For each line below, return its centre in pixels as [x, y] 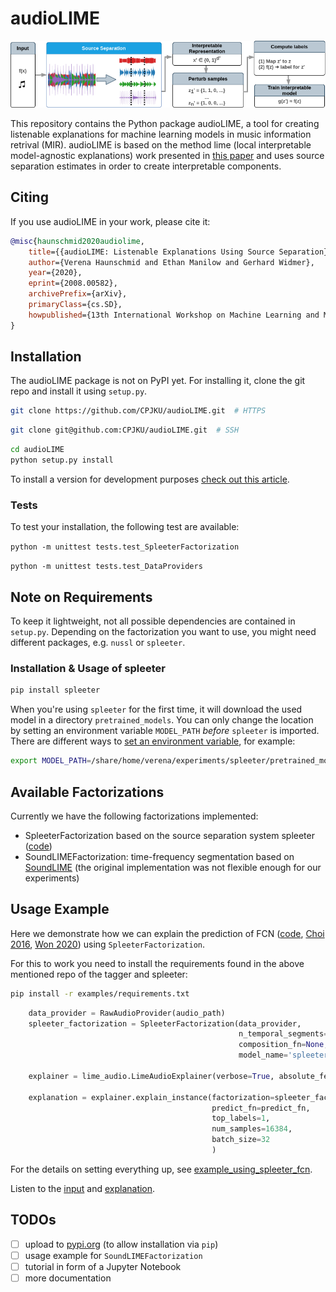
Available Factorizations [87, 792]
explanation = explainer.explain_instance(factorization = [151, 1097]
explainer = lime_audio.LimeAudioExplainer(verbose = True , [151, 1076]
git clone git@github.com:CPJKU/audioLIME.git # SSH [125, 430]
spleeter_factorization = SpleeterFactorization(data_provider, [165, 1023]
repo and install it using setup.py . [79, 391]
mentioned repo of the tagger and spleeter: [99, 974]
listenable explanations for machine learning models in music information [161, 134]
